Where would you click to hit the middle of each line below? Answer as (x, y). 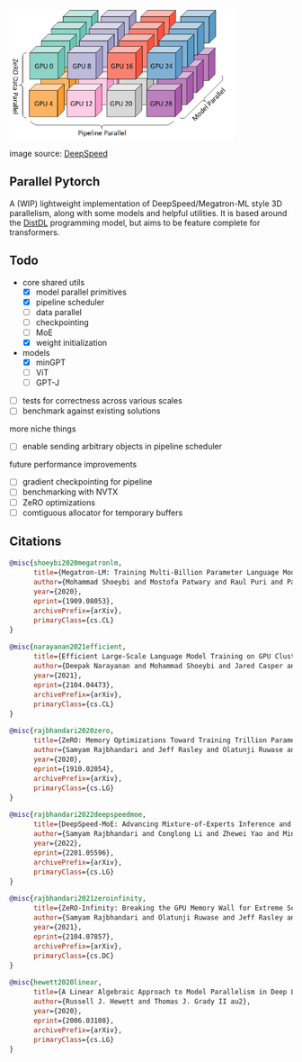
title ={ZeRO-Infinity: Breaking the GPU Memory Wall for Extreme (158, 908)
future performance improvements (73, 465)
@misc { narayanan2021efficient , (68, 647)
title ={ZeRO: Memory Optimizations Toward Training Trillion (150, 740)
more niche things (43, 429)
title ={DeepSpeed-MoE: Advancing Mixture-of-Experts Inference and (162, 824)
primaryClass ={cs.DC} (74, 956)
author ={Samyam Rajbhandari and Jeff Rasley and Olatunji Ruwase (158, 750)
